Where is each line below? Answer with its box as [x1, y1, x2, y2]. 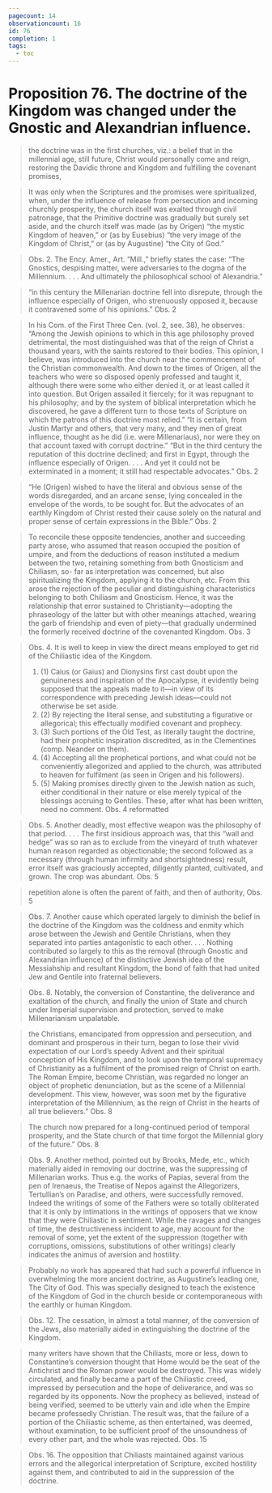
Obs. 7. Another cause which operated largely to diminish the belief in [28, 912, 261, 921]
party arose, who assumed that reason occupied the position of [28, 540, 240, 551]
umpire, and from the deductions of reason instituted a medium [28, 549, 240, 559]
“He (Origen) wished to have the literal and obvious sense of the [28, 482, 243, 491]
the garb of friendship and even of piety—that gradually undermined [28, 618, 257, 627]
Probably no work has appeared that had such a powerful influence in [28, 1265, 261, 1275]
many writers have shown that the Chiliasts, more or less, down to [28, 1348, 249, 1358]
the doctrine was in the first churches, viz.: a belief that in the [28, 145, 233, 155]
